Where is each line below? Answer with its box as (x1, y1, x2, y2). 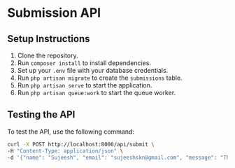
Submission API (7, 5, 101, 21)
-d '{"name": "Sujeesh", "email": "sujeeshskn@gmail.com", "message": (7, 154, 218, 161)
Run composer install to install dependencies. (17, 59, 152, 67)
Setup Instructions (7, 33, 90, 45)
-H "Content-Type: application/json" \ (7, 147, 124, 155)
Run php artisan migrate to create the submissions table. (17, 73, 183, 82)
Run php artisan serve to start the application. (17, 81, 152, 89)
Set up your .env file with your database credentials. (17, 66, 169, 74)
